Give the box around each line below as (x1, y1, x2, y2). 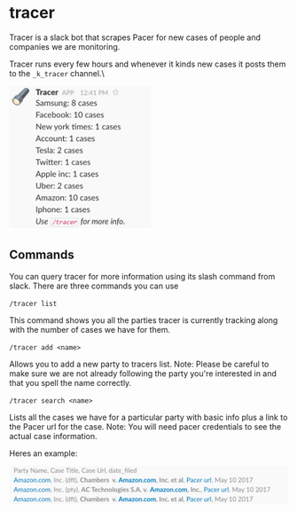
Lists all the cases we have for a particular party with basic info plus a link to (9, 412, 288, 422)
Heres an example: (9, 447, 78, 459)
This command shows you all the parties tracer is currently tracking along (9, 314, 278, 326)
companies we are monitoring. (9, 41, 121, 51)
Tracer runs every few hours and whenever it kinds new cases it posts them (9, 59, 286, 69)
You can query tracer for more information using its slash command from (9, 271, 276, 281)
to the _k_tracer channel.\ (9, 67, 105, 78)
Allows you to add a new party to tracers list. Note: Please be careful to (9, 358, 270, 369)
